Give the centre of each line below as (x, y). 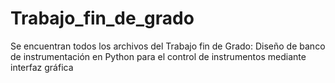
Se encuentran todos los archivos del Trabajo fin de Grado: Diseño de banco (168, 46)
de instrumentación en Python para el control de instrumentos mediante (158, 56)
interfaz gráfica (42, 67)
